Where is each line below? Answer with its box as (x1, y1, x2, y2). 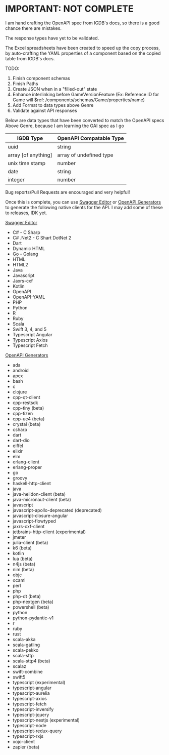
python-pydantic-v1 (12, 615, 54, 621)
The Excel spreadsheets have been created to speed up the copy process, (5, 45, 160, 51)
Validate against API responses (12, 107, 77, 113)
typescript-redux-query (12, 728, 62, 734)
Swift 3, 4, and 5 (12, 326, 47, 332)
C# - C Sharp (12, 229, 40, 235)
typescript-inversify (12, 706, 54, 712)
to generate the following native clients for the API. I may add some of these (5, 204, 163, 210)
